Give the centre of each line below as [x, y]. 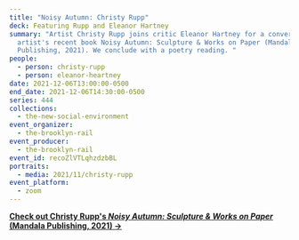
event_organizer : [41, 125]
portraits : [29, 166]
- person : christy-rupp [61, 68]
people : [24, 59]
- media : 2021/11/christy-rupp [75, 174]
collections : [33, 108]
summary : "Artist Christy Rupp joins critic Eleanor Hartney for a [137, 34]
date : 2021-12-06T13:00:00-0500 [69, 84]
